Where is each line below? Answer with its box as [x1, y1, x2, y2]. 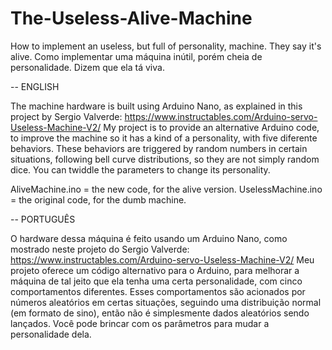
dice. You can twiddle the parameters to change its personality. [10, 163, 271, 176]
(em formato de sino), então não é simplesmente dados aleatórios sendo [10, 307, 310, 319]
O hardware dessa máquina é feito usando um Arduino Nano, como [10, 232, 288, 244]
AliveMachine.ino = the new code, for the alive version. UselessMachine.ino [10, 183, 323, 195]
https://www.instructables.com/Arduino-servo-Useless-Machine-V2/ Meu [10, 253, 315, 266]
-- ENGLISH [10, 80, 60, 92]
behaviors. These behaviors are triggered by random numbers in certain [10, 142, 308, 154]
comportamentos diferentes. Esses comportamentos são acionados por [10, 285, 306, 297]
